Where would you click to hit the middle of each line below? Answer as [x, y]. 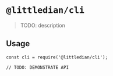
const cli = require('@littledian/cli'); [57, 57]
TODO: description [43, 25]
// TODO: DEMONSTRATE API [37, 67]
